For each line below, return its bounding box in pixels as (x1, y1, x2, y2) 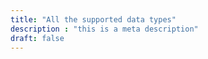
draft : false (10, 33, 65, 43)
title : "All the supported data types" (10, 14, 177, 25)
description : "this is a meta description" (10, 24, 199, 34)
